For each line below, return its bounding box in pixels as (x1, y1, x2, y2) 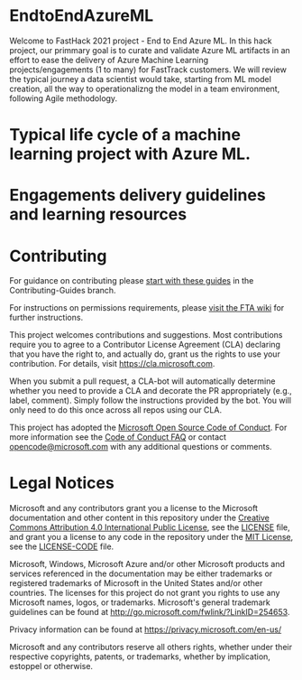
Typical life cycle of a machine (9, 125, 242, 145)
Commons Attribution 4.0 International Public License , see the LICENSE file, (9, 522, 290, 533)
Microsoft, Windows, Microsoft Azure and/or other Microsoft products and (9, 559, 286, 570)
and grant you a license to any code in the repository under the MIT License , (9, 532, 294, 543)
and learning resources (9, 204, 188, 225)
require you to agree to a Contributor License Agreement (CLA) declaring (9, 340, 281, 350)
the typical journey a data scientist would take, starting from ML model (9, 73, 272, 84)
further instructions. (9, 312, 84, 323)
